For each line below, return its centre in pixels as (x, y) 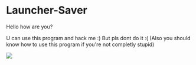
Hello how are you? (30, 27)
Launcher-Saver (47, 10)
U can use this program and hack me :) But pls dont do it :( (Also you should (98, 38)
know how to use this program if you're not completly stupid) (80, 44)
